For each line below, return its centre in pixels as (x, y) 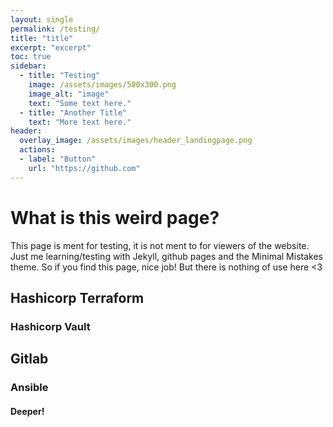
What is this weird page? (115, 217)
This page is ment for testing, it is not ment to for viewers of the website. (160, 245)
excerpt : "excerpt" (51, 47)
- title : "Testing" (60, 76)
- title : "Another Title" (73, 112)
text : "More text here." (80, 122)
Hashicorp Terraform (77, 297)
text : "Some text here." (80, 103)
